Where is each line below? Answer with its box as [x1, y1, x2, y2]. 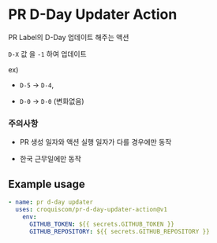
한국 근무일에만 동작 [19, 154, 81, 164]
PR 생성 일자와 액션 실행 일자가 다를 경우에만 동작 [19, 138, 172, 147]
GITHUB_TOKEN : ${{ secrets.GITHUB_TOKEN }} [28, 220, 175, 228]
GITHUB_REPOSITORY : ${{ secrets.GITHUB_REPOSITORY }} [28, 227, 211, 235]
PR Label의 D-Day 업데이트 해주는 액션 [8, 32, 129, 42]
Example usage [8, 177, 85, 190]
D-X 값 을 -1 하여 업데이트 [8, 49, 87, 58]
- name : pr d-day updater [8, 198, 93, 206]
